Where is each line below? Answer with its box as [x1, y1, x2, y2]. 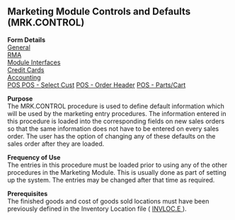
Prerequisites [7, 189, 48, 197]
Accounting [7, 73, 41, 81]
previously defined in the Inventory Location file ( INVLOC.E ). [7, 204, 187, 213]
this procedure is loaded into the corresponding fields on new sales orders [7, 117, 225, 125]
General [7, 42, 30, 52]
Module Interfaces [7, 58, 61, 66]
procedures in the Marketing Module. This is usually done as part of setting [7, 168, 227, 176]
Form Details [7, 35, 46, 44]
